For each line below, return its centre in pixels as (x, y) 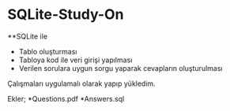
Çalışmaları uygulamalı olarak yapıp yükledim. (81, 83)
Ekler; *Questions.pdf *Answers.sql (66, 98)
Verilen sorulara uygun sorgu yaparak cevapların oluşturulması (121, 68)
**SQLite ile (28, 36)
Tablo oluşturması (48, 51)
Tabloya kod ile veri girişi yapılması (75, 60)
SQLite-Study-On (66, 15)
